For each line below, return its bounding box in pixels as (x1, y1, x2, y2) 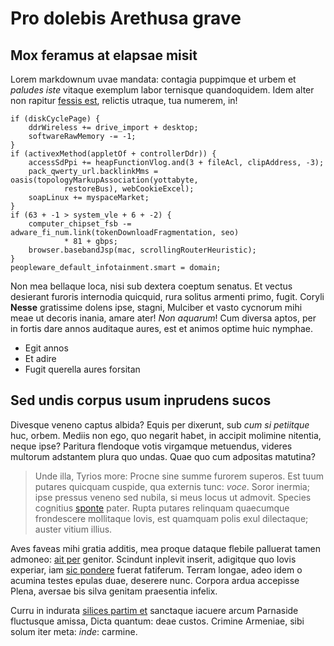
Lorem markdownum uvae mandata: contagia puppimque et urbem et (10, 73, 297, 85)
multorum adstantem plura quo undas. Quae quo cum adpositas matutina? (10, 450, 316, 462)
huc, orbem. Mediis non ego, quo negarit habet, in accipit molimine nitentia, (10, 429, 322, 441)
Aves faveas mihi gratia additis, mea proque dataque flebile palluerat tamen (10, 542, 322, 554)
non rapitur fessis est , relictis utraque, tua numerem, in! (10, 95, 238, 106)
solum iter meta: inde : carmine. (10, 625, 138, 637)
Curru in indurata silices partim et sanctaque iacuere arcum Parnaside (10, 604, 299, 616)
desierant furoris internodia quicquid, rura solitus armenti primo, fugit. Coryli (10, 291, 325, 302)
